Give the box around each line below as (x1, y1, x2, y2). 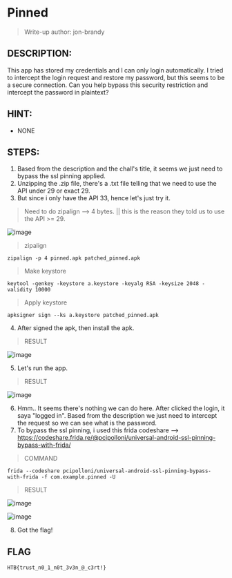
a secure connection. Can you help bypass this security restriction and (7, 81, 209, 89)
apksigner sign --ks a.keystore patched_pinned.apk (7, 312, 159, 319)
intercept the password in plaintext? (7, 88, 109, 96)
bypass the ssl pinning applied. (17, 172, 106, 180)
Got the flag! (17, 526, 53, 534)
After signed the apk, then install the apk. (17, 324, 135, 332)
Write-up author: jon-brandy (23, 28, 105, 36)
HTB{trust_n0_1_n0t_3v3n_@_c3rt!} (7, 564, 107, 571)
